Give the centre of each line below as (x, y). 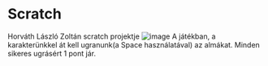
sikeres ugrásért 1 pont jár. (52, 53)
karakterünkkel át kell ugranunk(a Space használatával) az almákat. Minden (134, 44)
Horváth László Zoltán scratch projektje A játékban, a (112, 36)
